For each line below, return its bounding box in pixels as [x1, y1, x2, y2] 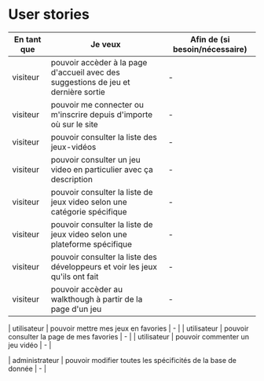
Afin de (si [189, 34, 230, 45]
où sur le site [50, 119, 98, 130]
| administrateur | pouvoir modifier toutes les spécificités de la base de [8, 355, 237, 365]
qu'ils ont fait [50, 271, 99, 282]
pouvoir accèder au [50, 284, 123, 295]
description [50, 174, 93, 185]
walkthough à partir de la [50, 293, 143, 304]
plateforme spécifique [50, 238, 132, 249]
